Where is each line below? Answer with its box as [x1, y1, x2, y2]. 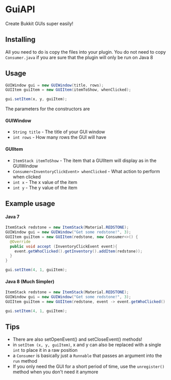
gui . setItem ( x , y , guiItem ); [5, 97, 67, 102]
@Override [10, 239, 31, 244]
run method [12, 358, 37, 364]
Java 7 [5, 213, 19, 220]
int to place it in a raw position [12, 347, 78, 353]
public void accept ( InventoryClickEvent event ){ [10, 244, 117, 249]
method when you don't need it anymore [12, 369, 99, 375]
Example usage [5, 199, 55, 208]
